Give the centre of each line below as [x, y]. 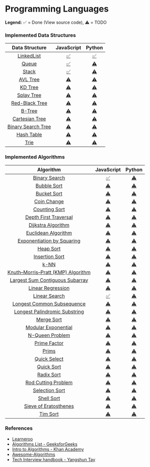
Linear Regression [49, 288]
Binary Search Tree [29, 127]
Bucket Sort [49, 193]
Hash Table [29, 135]
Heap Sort [49, 249]
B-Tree [29, 111]
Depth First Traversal [49, 217]
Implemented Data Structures [40, 35]
